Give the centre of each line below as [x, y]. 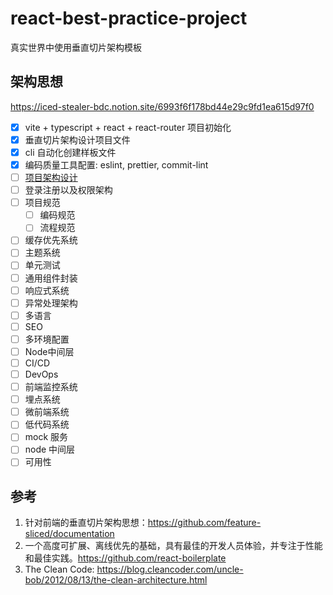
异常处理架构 [51, 303]
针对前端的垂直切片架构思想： [86, 523]
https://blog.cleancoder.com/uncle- [170, 569]
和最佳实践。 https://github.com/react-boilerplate [125, 558]
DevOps [41, 374]
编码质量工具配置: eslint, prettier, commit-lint [116, 164]
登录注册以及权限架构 [68, 190]
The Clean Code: [59, 569]
